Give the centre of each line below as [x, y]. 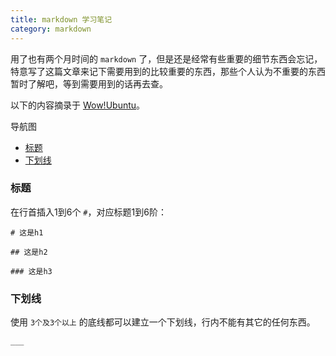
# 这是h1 [27, 232]
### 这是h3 [31, 271]
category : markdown [51, 29]
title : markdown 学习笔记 [61, 19]
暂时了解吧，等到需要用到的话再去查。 [89, 83]
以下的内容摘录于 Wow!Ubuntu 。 [78, 105]
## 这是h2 [29, 252]
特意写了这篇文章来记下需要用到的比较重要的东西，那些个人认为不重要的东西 [168, 71]
